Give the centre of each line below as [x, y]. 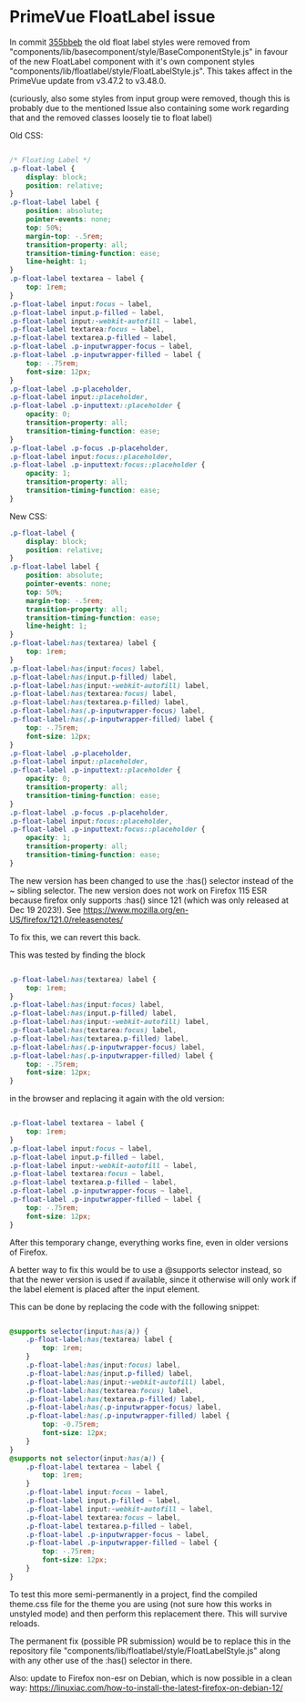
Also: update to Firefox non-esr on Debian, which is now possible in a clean [151, 1677]
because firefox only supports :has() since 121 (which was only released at [149, 900]
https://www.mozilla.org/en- [136, 909]
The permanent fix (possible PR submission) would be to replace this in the [150, 1641]
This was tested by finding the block [77, 955]
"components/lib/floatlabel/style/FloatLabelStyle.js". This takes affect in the [151, 71]
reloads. [25, 1623]
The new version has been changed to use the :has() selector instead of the [152, 880]
